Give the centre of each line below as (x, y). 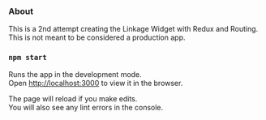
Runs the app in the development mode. (75, 74)
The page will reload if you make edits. (73, 98)
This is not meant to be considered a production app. (97, 37)
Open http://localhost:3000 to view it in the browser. (96, 83)
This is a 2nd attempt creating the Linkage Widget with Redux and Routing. (133, 29)
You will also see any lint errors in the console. (86, 107)
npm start (28, 58)
